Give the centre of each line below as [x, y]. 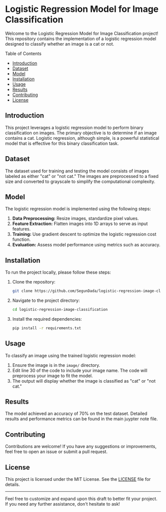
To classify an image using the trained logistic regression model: [71, 355]
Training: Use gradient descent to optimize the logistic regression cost [84, 234]
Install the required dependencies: [47, 319]
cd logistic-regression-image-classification [60, 310]
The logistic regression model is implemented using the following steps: [78, 209]
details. [13, 485]
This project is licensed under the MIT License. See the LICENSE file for [78, 479]
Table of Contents [23, 54]
